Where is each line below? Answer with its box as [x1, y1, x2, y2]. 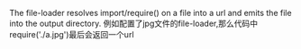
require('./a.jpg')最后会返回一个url [9, 29, 134, 39]
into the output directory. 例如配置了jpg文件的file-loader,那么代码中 [9, 18, 259, 29]
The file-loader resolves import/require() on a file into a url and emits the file [9, 8, 292, 18]
